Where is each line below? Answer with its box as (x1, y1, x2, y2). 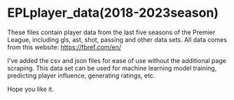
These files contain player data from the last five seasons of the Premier (7, 28, 216, 36)
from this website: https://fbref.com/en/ (7, 43, 121, 51)
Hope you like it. (7, 85, 54, 93)
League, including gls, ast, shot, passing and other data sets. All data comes (7, 35, 228, 43)
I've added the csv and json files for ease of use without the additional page (7, 56, 226, 64)
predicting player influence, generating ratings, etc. (7, 71, 156, 80)
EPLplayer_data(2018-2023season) (7, 5, 219, 21)
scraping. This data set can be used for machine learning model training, (7, 64, 217, 72)
